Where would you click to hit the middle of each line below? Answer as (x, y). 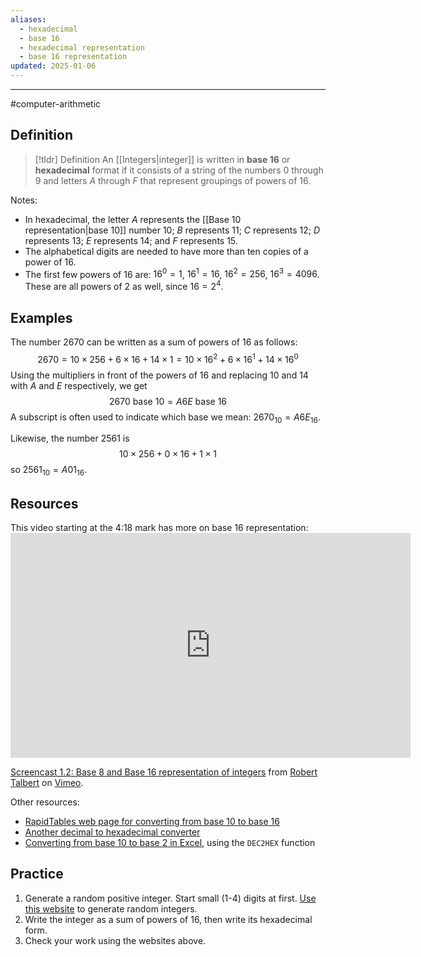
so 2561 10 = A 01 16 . (48, 471)
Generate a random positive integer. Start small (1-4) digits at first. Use (170, 898)
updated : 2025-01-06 (53, 66)
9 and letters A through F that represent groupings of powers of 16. (173, 180)
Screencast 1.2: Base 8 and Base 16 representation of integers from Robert (164, 772)
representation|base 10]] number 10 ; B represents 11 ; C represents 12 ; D (172, 230)
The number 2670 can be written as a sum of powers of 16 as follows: (154, 342)
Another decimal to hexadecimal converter (112, 832)
